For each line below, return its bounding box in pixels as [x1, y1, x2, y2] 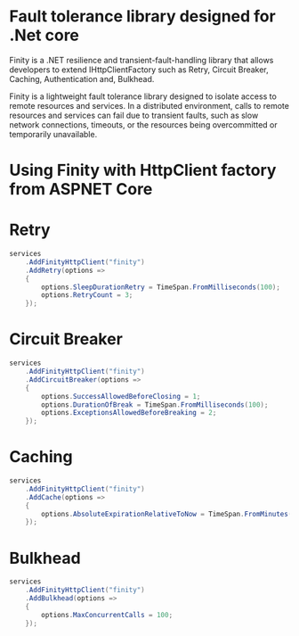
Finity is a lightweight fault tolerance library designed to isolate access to [9, 91, 278, 102]
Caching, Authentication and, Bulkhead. [9, 73, 155, 84]
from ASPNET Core [9, 179, 153, 200]
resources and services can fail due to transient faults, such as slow [9, 110, 259, 120]
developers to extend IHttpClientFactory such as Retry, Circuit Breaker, [9, 64, 269, 75]
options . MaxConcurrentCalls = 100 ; [41, 610, 174, 619]
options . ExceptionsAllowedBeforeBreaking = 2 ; [41, 409, 217, 417]
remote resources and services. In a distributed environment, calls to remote [9, 100, 289, 111]
